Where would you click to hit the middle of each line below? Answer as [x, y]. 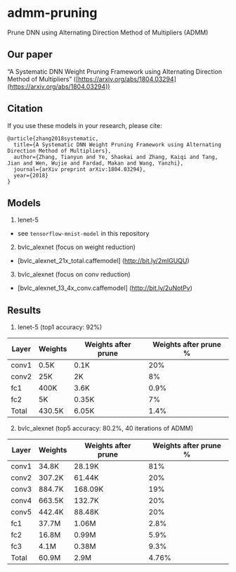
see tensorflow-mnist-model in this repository [83, 234]
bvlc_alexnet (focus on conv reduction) [74, 274]
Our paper [30, 55]
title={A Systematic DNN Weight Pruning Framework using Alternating [117, 145]
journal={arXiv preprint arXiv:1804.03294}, [80, 169]
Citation [25, 109]
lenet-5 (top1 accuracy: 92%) [60, 327]
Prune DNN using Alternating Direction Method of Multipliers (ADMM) [108, 32]
